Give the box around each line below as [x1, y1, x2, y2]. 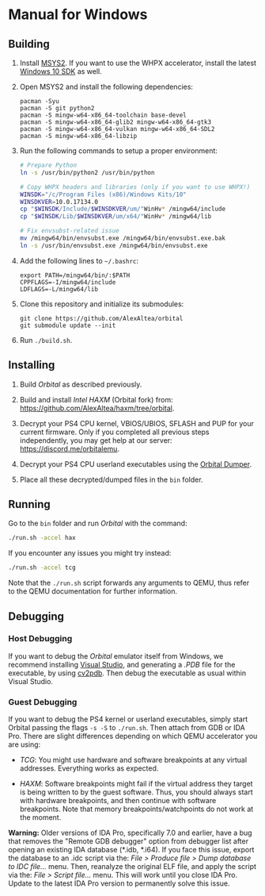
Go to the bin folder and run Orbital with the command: [8, 518, 187, 529]
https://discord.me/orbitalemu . [19, 444, 120, 453]
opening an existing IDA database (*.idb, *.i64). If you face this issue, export [8, 845, 255, 855]
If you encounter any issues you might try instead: [8, 548, 172, 558]
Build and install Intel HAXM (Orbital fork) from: [19, 394, 173, 404]
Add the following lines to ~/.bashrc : [19, 256, 139, 265]
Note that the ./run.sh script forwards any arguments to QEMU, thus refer [8, 578, 250, 588]
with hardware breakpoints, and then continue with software [19, 796, 217, 806]
